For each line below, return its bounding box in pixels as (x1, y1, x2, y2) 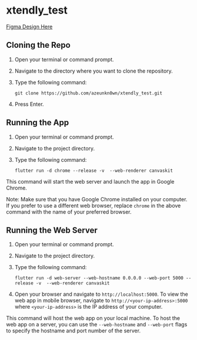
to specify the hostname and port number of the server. (6, 327, 141, 334)
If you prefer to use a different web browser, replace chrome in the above (6, 202, 181, 209)
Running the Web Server (6, 225, 98, 235)
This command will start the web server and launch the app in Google (6, 178, 175, 185)
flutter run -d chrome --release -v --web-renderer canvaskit (14, 168, 173, 174)
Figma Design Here (6, 23, 53, 30)
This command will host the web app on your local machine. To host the (6, 315, 181, 322)
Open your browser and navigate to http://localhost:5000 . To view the (14, 290, 188, 298)
